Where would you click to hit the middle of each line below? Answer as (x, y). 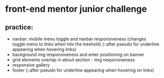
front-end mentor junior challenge (76, 9)
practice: (19, 27)
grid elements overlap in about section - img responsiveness (73, 60)
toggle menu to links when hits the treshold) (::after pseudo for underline (86, 44)
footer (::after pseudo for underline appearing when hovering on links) (83, 70)
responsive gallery (31, 65)
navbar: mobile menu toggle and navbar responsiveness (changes (79, 39)
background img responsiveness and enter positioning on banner (78, 54)
